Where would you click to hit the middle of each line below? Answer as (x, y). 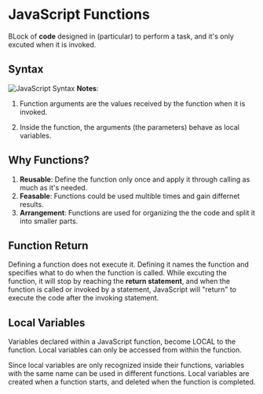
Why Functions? (49, 160)
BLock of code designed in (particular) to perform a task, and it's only (121, 36)
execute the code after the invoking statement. (84, 298)
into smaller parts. (49, 221)
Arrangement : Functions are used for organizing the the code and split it (137, 212)
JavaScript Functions (79, 15)
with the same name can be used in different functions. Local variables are (129, 374)
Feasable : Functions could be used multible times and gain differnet (130, 196)
